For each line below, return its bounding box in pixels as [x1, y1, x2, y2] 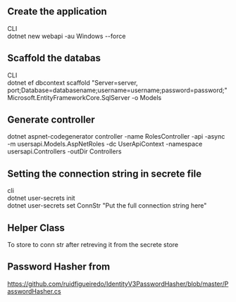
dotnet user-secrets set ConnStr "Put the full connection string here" [7, 201, 207, 210]
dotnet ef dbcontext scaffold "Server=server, [7, 78, 139, 87]
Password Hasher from [7, 260, 111, 273]
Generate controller [7, 114, 95, 126]
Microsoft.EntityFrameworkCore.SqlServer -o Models [7, 93, 162, 101]
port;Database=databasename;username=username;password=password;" [7, 86, 228, 94]
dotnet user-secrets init [7, 194, 75, 203]
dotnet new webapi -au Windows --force [7, 32, 126, 40]
